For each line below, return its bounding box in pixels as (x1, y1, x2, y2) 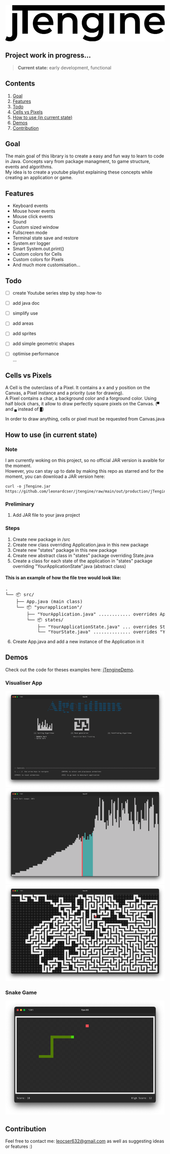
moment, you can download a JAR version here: (5, 473, 105, 479)
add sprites (12, 331, 36, 337)
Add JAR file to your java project (12, 512, 80, 518)
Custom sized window (12, 224, 59, 230)
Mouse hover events (12, 208, 56, 214)
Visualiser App (5, 679, 42, 686)
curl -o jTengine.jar (5, 484, 51, 489)
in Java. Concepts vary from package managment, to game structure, (5, 158, 151, 164)
